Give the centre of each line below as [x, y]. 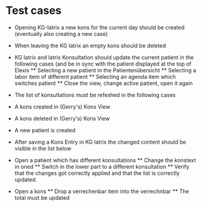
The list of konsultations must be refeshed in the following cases [95, 95]
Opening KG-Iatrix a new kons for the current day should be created [99, 27]
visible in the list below [43, 148]
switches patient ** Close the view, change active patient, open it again [104, 83]
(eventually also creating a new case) [61, 33]
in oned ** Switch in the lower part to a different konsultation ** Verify [102, 166]
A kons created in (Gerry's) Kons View [62, 106]
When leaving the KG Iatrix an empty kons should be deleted [90, 46]
